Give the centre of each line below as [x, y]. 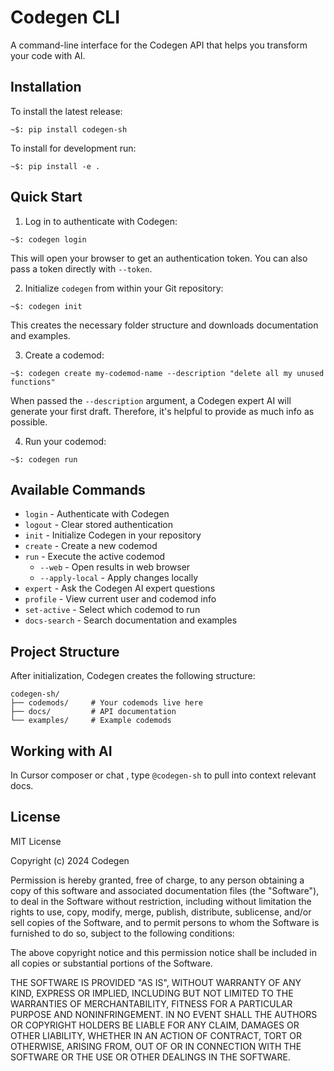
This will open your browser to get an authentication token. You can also [159, 258]
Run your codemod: [65, 441]
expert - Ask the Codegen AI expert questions [120, 588]
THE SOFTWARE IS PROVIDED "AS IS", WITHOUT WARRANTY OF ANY [156, 982]
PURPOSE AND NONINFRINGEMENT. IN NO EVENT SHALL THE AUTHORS [164, 1014]
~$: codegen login [48, 239]
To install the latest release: [66, 111]
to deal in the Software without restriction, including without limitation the [161, 901]
